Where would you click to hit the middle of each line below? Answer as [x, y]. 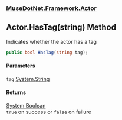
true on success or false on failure [49, 112]
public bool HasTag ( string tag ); [47, 52]
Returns [16, 92]
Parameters [21, 66]
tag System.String [28, 79]
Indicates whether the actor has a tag [52, 41]
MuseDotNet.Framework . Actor [52, 8]
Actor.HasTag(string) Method [61, 27]
